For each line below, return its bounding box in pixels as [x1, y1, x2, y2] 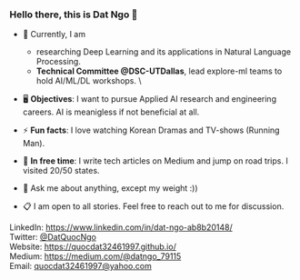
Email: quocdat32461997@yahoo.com [9, 261, 152, 272]
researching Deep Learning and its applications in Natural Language [35, 46, 292, 57]
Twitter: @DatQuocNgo [9, 232, 97, 243]
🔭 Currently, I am [22, 29, 86, 40]
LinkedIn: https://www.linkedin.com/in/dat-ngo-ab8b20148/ [9, 222, 234, 233]
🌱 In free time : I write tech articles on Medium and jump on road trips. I [22, 155, 288, 166]
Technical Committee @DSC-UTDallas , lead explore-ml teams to [35, 65, 283, 76]
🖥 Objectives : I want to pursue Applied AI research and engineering [22, 94, 277, 105]
